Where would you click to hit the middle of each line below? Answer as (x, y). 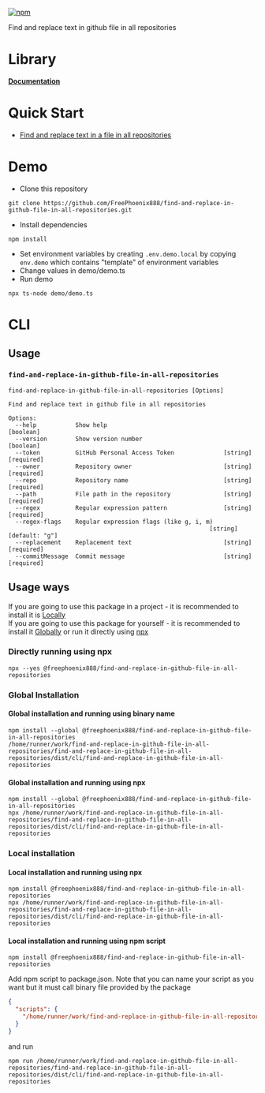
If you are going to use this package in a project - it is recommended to (123, 606)
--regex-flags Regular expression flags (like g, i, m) (114, 522)
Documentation (34, 81)
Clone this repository (54, 189)
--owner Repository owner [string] (134, 466)
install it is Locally (37, 615)
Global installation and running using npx (77, 782)
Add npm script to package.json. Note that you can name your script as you (131, 979)
